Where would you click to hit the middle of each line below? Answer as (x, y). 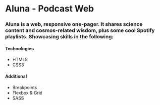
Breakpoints (25, 87)
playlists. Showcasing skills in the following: (59, 37)
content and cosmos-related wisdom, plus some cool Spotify (80, 30)
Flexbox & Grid (27, 93)
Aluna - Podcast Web (50, 9)
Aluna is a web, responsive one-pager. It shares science (74, 24)
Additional (16, 76)
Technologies (20, 48)
